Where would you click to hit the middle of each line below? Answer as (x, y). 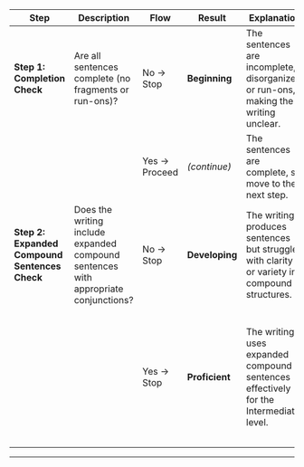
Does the (93, 210)
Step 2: (29, 232)
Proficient (209, 377)
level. (257, 422)
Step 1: (29, 67)
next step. (267, 195)
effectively (268, 388)
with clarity (270, 260)
